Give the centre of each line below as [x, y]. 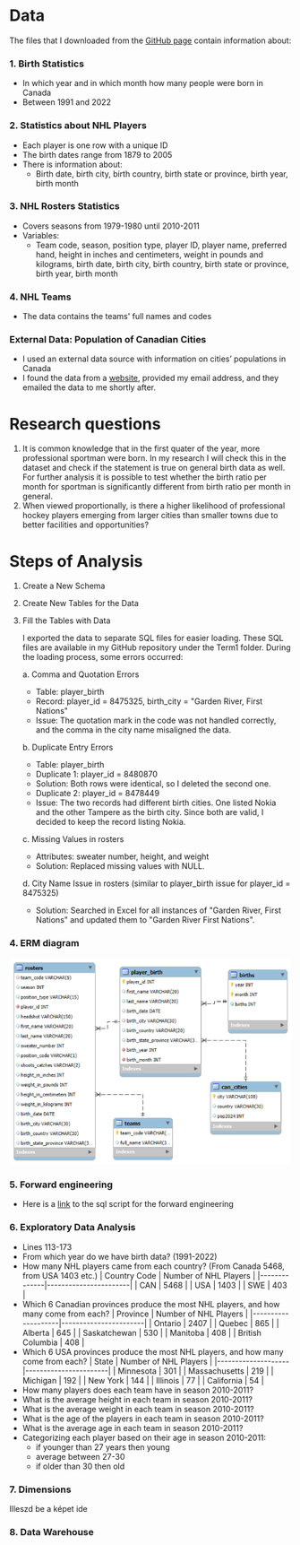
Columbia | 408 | [53, 1342]
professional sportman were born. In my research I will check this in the [154, 458]
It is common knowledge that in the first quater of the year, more [141, 448]
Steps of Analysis [76, 561]
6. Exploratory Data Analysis [73, 1228]
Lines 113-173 [47, 1246]
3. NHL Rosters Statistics [64, 206]
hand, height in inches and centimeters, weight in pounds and [150, 254]
